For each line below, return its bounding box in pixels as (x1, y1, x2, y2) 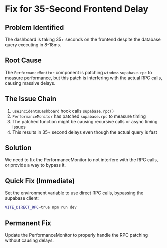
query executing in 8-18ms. (5, 42, 61, 48)
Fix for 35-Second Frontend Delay (5, 3, 149, 15)
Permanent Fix (5, 219, 51, 227)
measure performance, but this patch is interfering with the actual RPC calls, (5, 75, 162, 81)
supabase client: (5, 195, 39, 201)
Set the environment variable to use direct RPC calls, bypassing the (5, 190, 144, 196)
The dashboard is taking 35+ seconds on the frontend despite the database (5, 36, 161, 42)
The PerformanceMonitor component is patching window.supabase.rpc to (5, 69, 152, 75)
